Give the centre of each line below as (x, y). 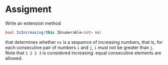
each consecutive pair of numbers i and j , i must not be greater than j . (79, 47)
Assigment (28, 9)
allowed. (14, 58)
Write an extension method (33, 23)
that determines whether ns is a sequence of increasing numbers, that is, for (84, 42)
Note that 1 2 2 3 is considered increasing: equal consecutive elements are (83, 53)
